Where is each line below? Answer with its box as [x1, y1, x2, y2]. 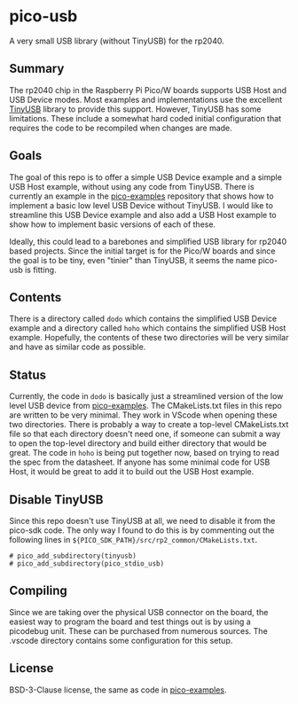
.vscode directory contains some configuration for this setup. [9, 635, 233, 645]
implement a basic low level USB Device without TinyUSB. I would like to [9, 199, 273, 210]
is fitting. [25, 264, 57, 275]
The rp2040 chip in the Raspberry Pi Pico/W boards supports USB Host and [9, 84, 286, 95]
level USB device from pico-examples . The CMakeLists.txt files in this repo [9, 401, 282, 411]
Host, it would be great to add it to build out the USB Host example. [9, 466, 255, 477]
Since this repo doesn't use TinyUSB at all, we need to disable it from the [9, 516, 276, 526]
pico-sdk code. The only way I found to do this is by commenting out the [9, 525, 275, 536]
